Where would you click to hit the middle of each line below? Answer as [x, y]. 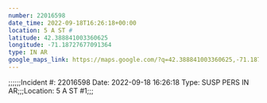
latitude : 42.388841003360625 [58, 38]
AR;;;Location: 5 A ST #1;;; [51, 90]
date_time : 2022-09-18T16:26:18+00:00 [72, 23]
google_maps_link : [39, 60]
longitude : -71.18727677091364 [60, 45]
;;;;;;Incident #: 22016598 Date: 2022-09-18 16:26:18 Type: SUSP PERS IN [129, 82]
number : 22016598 [37, 15]
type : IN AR [28, 52]
